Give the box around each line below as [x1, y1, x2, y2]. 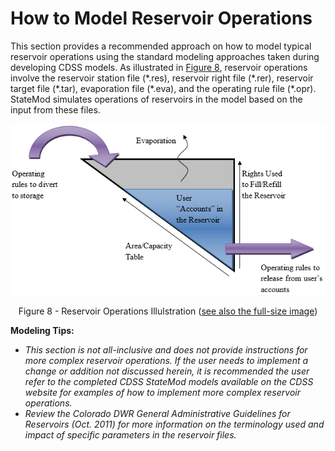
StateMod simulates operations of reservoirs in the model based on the [10, 93, 303, 105]
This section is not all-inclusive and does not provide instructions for [24, 344, 308, 356]
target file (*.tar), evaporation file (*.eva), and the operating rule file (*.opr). [10, 82, 317, 94]
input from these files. [10, 103, 101, 116]
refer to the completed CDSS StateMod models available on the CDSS [24, 376, 314, 388]
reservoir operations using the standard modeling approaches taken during [10, 50, 320, 62]
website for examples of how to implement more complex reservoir [24, 387, 301, 399]
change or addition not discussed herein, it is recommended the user [24, 365, 310, 377]
